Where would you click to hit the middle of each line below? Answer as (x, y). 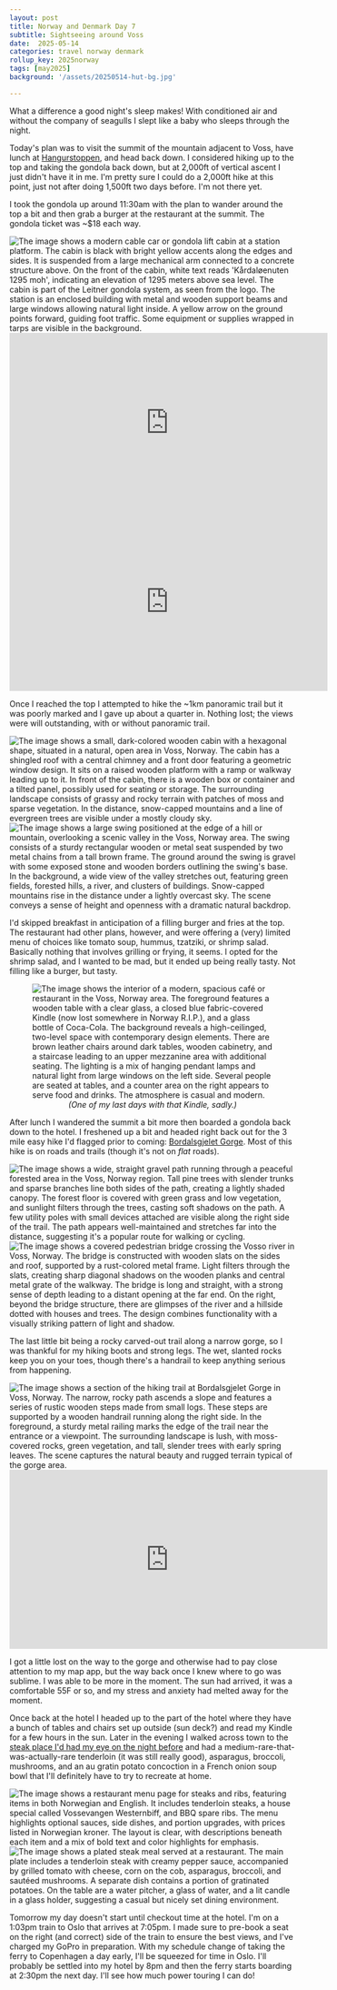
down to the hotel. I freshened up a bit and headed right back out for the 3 (149, 1131)
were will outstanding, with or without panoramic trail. (110, 723)
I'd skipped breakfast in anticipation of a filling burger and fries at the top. (147, 922)
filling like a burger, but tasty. (64, 970)
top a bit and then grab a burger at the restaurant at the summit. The (137, 214)
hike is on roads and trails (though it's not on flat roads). (114, 1151)
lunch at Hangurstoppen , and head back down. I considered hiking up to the (152, 157)
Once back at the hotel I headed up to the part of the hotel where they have (151, 1718)
